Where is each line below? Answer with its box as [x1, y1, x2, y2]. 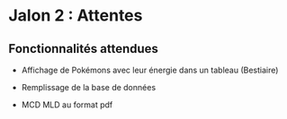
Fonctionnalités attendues [8, 41, 159, 56]
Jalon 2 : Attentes [8, 5, 143, 26]
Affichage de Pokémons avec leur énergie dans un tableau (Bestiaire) [21, 64, 279, 75]
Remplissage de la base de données [21, 82, 157, 92]
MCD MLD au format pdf [21, 99, 113, 110]
